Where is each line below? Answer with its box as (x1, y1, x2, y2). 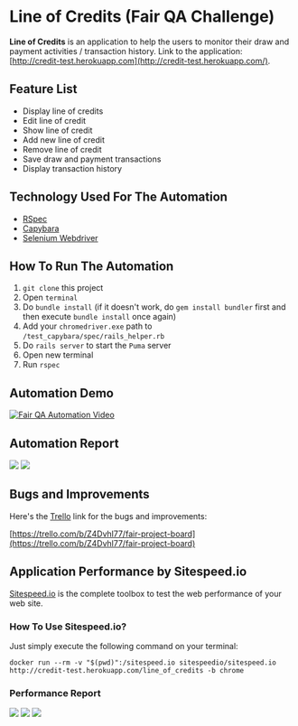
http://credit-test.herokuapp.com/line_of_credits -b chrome (9, 665, 245, 675)
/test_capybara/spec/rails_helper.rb (22, 332, 165, 341)
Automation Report (9, 435, 119, 451)
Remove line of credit (22, 144, 102, 154)
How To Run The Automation (9, 258, 174, 274)
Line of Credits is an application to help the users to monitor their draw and (9, 36, 290, 47)
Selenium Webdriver (22, 232, 98, 243)
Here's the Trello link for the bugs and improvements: (9, 510, 208, 521)
